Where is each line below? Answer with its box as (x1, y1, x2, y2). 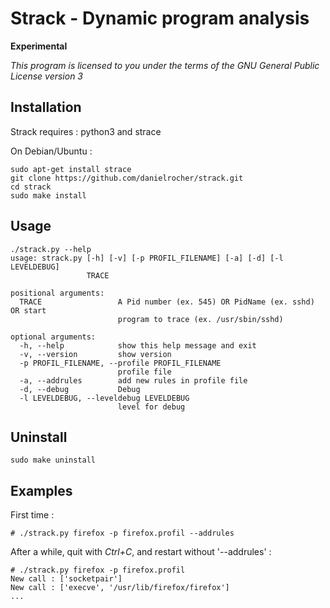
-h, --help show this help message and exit (19, 340, 257, 351)
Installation (10, 99, 82, 116)
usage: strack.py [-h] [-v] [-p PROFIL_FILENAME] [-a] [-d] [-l (10, 253, 284, 263)
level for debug (117, 402, 186, 412)
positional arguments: (10, 288, 105, 298)
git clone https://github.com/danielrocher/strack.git (10, 173, 244, 183)
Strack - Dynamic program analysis (10, 7, 310, 30)
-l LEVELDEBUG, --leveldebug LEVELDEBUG (19, 393, 190, 403)
